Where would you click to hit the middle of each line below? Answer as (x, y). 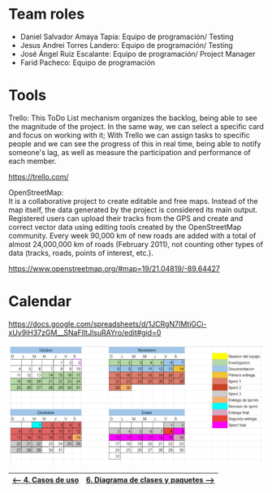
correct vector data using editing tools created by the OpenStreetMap (125, 227)
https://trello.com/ (39, 176)
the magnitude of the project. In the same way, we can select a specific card (136, 126)
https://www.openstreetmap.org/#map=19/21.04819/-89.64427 (114, 268)
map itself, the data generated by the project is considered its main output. (133, 210)
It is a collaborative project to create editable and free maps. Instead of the (133, 201)
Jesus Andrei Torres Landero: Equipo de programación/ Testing (126, 45)
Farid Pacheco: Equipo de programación (88, 63)
